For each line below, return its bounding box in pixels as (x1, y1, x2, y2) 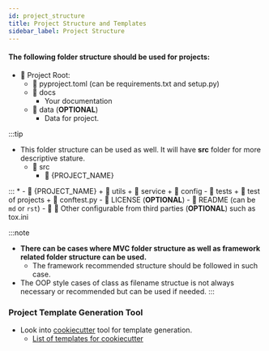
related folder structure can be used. (19, 252, 147, 262)
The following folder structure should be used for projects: (8, 52, 211, 62)
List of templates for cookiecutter (32, 333, 144, 343)
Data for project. (44, 113, 100, 122)
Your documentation (44, 96, 113, 105)
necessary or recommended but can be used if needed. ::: (19, 286, 215, 296)
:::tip (8, 129, 23, 139)
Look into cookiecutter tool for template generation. (19, 325, 193, 335)
